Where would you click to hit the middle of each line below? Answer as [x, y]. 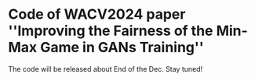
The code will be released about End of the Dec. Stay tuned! [106, 69]
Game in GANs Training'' [122, 48]
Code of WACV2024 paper [97, 14]
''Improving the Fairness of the [111, 31]
